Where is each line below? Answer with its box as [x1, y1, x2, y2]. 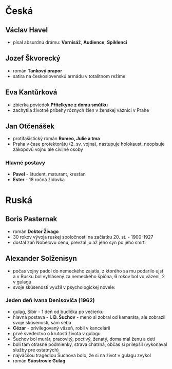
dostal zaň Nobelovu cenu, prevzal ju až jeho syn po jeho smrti [12, 239, 146, 245]
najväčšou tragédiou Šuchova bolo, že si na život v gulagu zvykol [12, 352, 151, 358]
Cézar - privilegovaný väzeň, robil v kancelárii [12, 325, 110, 331]
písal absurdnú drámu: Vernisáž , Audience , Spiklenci [12, 39, 127, 45]
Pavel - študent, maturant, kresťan [12, 171, 86, 177]
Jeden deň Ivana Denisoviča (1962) [5, 297, 95, 304]
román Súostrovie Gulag [12, 357, 66, 364]
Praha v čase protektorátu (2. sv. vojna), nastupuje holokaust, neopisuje [12, 141, 165, 147]
